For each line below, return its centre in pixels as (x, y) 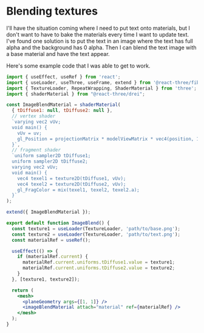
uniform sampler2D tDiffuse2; (50, 162)
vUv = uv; (30, 133)
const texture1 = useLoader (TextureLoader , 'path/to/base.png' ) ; (96, 229)
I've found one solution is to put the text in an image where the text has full (100, 41)
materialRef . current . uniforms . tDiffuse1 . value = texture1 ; (98, 262)
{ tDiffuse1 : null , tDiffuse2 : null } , (62, 111)
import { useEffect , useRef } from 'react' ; (63, 77)
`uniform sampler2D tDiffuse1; (51, 156)
